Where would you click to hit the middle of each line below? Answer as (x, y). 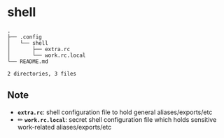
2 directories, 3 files (42, 74)
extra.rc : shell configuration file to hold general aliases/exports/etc (115, 112)
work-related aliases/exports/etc (64, 127)
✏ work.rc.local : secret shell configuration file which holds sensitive (117, 119)
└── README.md (28, 61)
